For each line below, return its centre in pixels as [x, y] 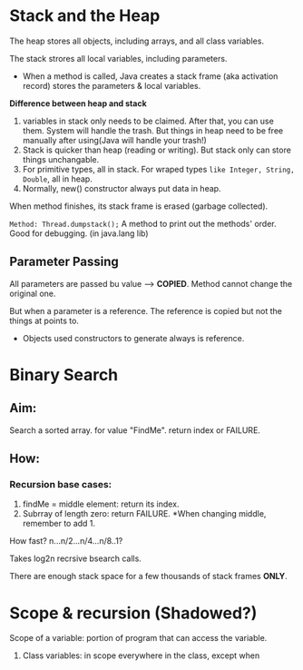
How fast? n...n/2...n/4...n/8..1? [66, 541]
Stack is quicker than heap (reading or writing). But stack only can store [157, 150]
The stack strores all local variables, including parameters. [118, 58]
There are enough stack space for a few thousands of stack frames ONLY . [148, 576]
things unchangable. [61, 159]
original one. [33, 293]
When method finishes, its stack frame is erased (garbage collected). [139, 206]
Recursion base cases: [61, 485]
